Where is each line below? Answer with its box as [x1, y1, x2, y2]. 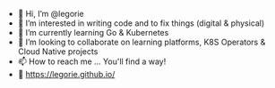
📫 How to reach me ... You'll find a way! [17, 56, 167, 67]
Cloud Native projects [17, 46, 99, 57]
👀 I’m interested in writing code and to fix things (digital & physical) [17, 18, 265, 28]
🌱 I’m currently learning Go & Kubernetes [17, 28, 169, 37]
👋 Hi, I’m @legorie [17, 9, 85, 19]
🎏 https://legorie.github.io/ [17, 69, 116, 79]
